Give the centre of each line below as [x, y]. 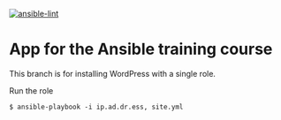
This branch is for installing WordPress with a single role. [113, 73]
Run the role [31, 90]
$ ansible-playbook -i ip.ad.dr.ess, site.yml [96, 107]
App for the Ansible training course [141, 49]
